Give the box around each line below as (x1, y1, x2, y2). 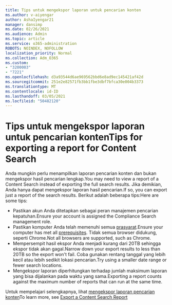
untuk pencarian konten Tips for (5, 132, 143, 143)
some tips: (5, 198, 28, 204)
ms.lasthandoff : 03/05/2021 (5, 94, 66, 99)
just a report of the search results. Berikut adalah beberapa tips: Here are (5, 192, 159, 199)
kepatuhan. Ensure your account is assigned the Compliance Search (12, 213, 157, 219)
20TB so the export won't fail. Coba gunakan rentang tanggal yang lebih (12, 252, 166, 258)
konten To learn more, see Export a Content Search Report (5, 294, 128, 300)
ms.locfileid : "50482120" (5, 98, 61, 103)
